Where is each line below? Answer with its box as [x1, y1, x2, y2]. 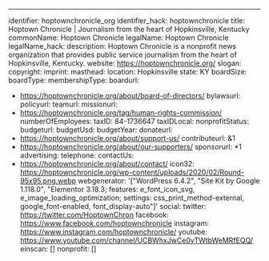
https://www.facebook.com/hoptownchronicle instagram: [19, 219, 210, 228]
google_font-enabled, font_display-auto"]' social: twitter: [19, 202, 207, 211]
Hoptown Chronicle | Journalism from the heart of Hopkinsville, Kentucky [8, 25, 250, 34]
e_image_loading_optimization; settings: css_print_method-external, [19, 193, 245, 203]
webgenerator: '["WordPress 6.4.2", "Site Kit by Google [77, 176, 260, 185]
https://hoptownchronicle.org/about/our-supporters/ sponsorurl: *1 [19, 142, 242, 151]
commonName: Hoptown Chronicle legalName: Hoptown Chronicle [8, 33, 230, 42]
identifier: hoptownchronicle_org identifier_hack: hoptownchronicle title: [8, 16, 246, 25]
